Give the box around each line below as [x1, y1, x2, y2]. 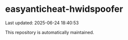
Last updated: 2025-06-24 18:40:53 [5, 20, 79, 26]
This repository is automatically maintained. [5, 29, 94, 35]
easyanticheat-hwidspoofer [5, 3, 123, 15]
